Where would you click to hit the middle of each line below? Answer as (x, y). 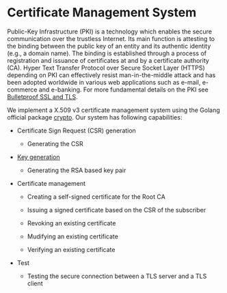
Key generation (38, 157)
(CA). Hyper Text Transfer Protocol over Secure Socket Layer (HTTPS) (106, 68)
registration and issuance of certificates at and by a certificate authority (108, 60)
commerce (22, 89)
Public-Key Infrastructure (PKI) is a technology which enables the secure (109, 31)
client (35, 283)
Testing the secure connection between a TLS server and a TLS (117, 276)
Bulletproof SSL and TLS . (42, 96)
